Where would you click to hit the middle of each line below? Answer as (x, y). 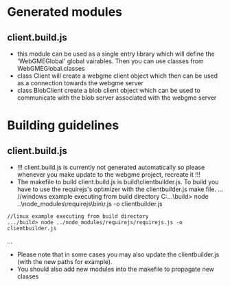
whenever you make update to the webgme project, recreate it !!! (109, 175)
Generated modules (65, 12)
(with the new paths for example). (65, 262)
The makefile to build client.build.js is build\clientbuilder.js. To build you (118, 182)
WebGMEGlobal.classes (51, 68)
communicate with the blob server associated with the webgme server (117, 98)
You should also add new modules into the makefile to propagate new (116, 269)
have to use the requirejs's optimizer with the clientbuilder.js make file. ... (120, 189)
